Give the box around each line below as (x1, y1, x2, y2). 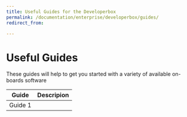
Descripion (37, 91, 69, 99)
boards (6, 77, 24, 84)
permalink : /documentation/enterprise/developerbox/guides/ (6, 14, 160, 20)
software (24, 77, 47, 84)
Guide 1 (9, 101, 32, 109)
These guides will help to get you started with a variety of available (6, 70, 171, 78)
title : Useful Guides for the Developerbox (6, 8, 117, 15)
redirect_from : (6, 20, 44, 26)
